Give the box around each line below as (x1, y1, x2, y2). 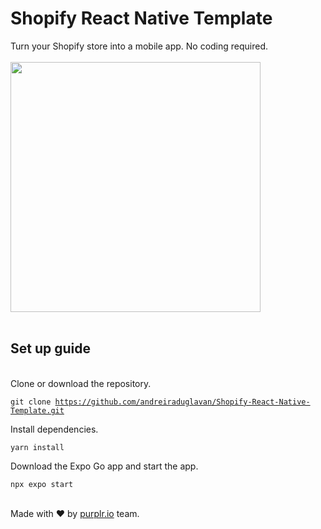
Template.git (10, 405, 65, 416)
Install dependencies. (10, 423, 99, 435)
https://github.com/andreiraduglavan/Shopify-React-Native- (54, 397, 311, 407)
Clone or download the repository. (10, 377, 152, 389)
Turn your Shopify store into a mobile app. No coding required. (10, 40, 269, 52)
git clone (10, 397, 52, 407)
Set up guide (10, 340, 91, 357)
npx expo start (10, 479, 74, 489)
